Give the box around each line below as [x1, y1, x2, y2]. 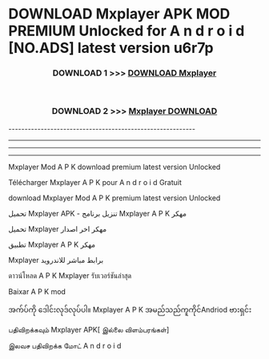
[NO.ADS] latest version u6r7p [8, 39, 214, 57]
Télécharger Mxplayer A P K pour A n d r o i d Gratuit [8, 177, 183, 187]
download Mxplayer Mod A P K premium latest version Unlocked [8, 193, 221, 203]
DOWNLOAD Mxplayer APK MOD [8, 5, 231, 23]
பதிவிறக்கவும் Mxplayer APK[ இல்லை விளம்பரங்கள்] [8, 325, 170, 334]
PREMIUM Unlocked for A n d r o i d [8, 22, 245, 40]
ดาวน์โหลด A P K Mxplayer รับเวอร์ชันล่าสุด [8, 270, 132, 280]
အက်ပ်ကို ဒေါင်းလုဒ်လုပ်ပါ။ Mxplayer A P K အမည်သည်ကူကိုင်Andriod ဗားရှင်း [8, 305, 252, 314]
